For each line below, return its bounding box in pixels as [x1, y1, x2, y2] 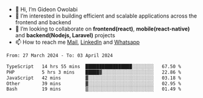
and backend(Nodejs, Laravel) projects [15, 32, 116, 39]
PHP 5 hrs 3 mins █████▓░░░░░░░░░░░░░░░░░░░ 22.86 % [6, 69, 182, 75]
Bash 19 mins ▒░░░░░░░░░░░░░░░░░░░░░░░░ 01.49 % [6, 86, 182, 93]
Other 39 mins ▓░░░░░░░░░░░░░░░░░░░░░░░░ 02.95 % [6, 80, 182, 86]
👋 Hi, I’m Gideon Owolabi [15, 6, 78, 13]
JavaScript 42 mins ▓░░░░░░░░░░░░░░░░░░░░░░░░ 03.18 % [6, 75, 182, 81]
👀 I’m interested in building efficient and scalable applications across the [15, 12, 198, 19]
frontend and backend [15, 19, 71, 26]
